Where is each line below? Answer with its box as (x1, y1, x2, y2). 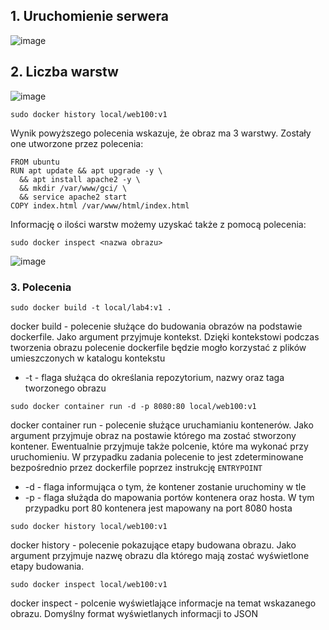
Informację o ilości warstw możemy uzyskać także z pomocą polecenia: (10, 218, 307, 230)
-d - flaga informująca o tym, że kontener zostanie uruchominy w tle (24, 480, 307, 493)
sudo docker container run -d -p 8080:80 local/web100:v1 (10, 401, 257, 411)
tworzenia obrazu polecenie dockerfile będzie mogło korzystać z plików (10, 341, 307, 353)
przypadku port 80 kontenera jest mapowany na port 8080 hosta (24, 502, 293, 514)
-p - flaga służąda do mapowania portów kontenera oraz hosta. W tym (24, 491, 315, 503)
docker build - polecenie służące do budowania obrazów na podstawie (10, 320, 303, 332)
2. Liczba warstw (10, 64, 119, 81)
